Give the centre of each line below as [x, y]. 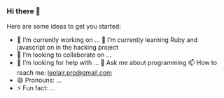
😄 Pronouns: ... [39, 80]
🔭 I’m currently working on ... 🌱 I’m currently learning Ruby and [107, 40]
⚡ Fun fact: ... [36, 88]
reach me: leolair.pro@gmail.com [64, 73]
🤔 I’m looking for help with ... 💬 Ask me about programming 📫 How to [117, 63]
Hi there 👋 [24, 11]
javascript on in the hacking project [68, 48]
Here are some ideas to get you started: [64, 27]
